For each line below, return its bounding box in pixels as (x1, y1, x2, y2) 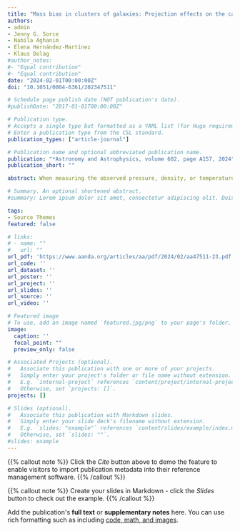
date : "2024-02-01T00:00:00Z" (7, 76, 98, 84)
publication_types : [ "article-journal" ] (7, 136, 130, 143)
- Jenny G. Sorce (7, 30, 59, 38)
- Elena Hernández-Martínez (7, 44, 91, 51)
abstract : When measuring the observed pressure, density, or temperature (7, 175, 235, 182)
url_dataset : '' (7, 266, 56, 273)
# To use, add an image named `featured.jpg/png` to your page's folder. (7, 319, 232, 326)
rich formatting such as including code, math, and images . (7, 515, 179, 524)
